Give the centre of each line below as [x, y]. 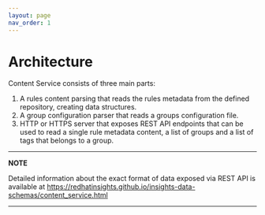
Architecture [50, 62]
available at [27, 187]
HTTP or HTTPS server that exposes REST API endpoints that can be [131, 124]
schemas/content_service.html [58, 195]
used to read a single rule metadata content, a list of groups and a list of [136, 132]
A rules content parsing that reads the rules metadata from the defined [134, 98]
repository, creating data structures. [78, 107]
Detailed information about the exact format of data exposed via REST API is [132, 179]
